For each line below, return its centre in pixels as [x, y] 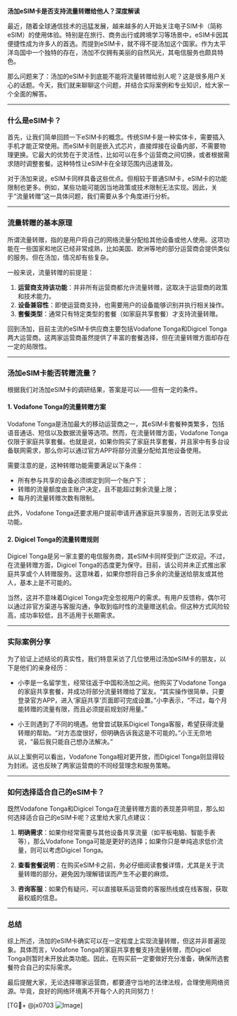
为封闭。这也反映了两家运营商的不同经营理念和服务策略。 [91, 765]
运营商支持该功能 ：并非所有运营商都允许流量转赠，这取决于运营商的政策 [122, 287]
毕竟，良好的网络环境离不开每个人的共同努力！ [87, 991]
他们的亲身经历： [44, 667]
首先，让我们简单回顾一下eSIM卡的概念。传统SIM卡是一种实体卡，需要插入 [116, 137]
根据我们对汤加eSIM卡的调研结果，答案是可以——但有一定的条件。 [104, 389]
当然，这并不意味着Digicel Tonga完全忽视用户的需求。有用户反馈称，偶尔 [114, 598]
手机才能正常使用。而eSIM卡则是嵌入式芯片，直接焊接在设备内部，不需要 [114, 146]
